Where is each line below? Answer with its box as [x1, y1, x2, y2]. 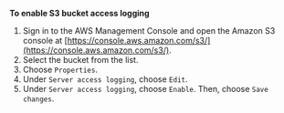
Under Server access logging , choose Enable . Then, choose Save [22, 84, 269, 94]
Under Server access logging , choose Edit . [22, 74, 188, 85]
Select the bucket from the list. [22, 55, 139, 65]
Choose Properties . [22, 64, 99, 75]
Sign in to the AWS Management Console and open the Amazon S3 [22, 26, 276, 36]
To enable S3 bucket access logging [9, 8, 150, 18]
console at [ [22, 36, 68, 46]
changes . [22, 93, 55, 104]
